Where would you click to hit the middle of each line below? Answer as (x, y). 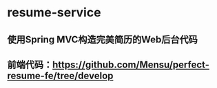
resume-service (54, 13)
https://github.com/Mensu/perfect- (131, 64)
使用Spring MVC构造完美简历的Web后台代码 (103, 39)
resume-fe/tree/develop (60, 75)
